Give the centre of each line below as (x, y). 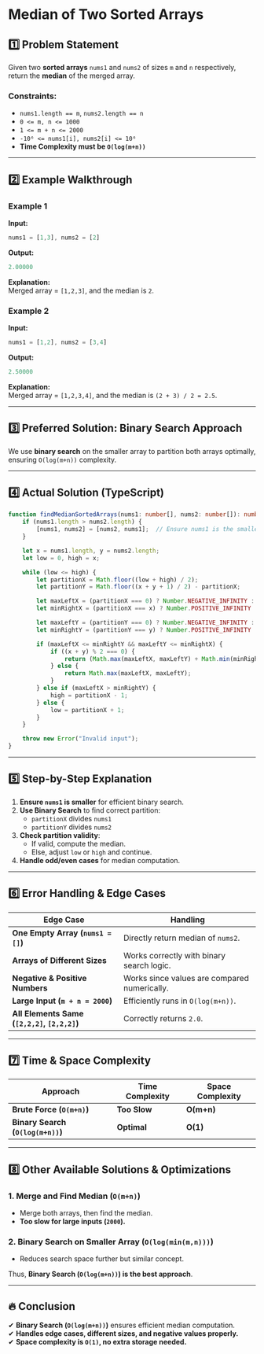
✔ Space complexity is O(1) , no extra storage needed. (97, 1342)
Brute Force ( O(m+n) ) (51, 1109)
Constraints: (33, 96)
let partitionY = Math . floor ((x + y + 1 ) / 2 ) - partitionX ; (139, 587)
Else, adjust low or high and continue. (92, 852)
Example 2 (29, 311)
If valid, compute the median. (79, 843)
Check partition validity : (60, 835)
